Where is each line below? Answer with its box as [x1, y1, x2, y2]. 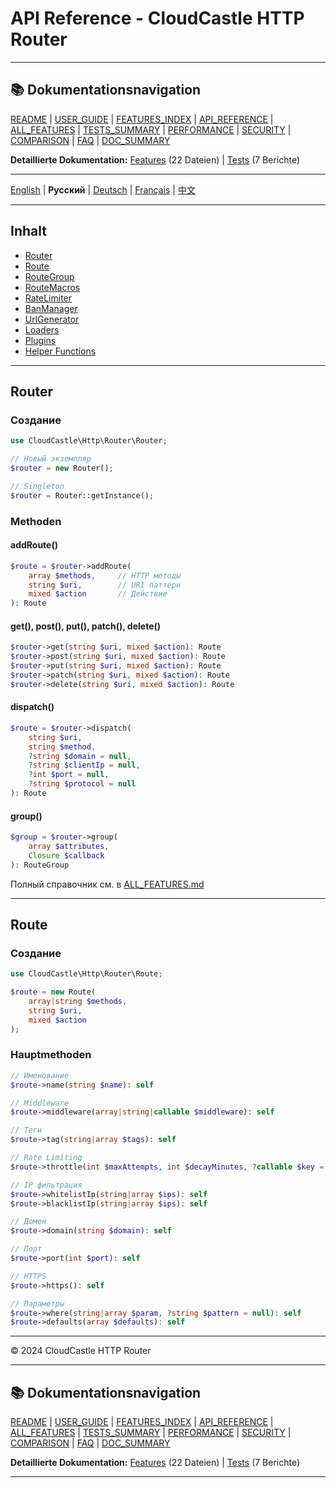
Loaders [24, 323, 60, 336]
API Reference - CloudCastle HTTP [10, 7, 305, 30]
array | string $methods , [28, 997, 128, 1007]
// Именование [10, 1070, 70, 1081]
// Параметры [10, 1298, 65, 1309]
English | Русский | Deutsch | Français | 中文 [10, 183, 196, 196]
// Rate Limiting [10, 1153, 83, 1163]
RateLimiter [24, 292, 73, 304]
